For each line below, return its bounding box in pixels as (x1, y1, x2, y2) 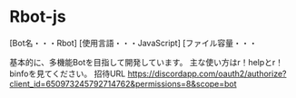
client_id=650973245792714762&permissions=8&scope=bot (9, 78, 238, 89)
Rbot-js (9, 6, 66, 27)
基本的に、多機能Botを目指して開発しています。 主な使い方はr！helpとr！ (9, 56, 284, 67)
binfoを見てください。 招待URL (9, 68, 126, 79)
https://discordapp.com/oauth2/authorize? (127, 68, 287, 79)
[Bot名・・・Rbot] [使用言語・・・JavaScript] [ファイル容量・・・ (9, 37, 258, 48)
